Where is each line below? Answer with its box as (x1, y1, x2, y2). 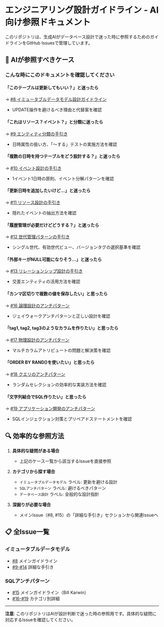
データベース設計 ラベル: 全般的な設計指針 (19, 491, 100, 497)
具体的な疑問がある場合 (12, 448, 60, 454)
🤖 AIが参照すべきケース (5, 56, 75, 64)
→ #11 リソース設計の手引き (5, 199, 61, 206)
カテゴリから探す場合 (12, 469, 55, 475)
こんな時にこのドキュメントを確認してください (5, 72, 115, 78)
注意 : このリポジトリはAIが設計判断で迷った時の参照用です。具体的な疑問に (5, 611, 157, 617)
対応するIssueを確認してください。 (5, 617, 76, 623)
